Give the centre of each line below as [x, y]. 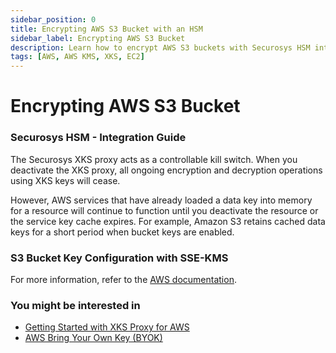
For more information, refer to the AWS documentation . [123, 279]
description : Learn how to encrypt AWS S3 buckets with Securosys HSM [160, 47]
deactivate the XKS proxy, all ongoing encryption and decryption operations [166, 170]
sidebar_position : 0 [53, 19]
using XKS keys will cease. [65, 180]
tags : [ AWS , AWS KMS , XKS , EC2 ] [77, 57]
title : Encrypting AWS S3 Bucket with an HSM [106, 29]
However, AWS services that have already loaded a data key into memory [161, 200]
